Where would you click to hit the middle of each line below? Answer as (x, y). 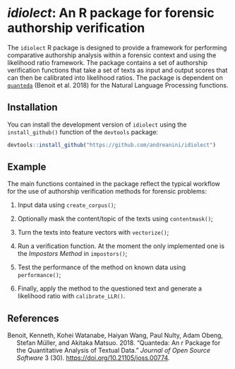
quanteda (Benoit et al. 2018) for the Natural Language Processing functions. (118, 85)
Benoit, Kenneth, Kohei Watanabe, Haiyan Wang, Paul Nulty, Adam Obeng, (115, 335)
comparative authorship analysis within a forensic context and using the (112, 55)
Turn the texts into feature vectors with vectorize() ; (93, 233)
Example (27, 167)
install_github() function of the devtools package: (83, 131)
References (33, 318)
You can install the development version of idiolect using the (97, 124)
